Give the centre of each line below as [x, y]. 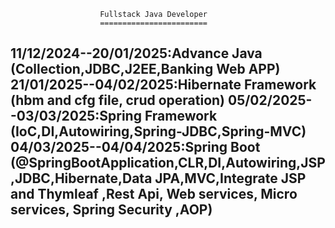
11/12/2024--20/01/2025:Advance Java [136, 53]
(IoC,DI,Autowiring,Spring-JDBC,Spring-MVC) [158, 131]
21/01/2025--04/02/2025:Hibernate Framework [163, 85]
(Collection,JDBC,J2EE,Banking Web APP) [145, 69]
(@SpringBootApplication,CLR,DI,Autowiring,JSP [168, 163]
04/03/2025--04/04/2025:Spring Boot [135, 147]
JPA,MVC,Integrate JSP [230, 178]
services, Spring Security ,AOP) [111, 210]
